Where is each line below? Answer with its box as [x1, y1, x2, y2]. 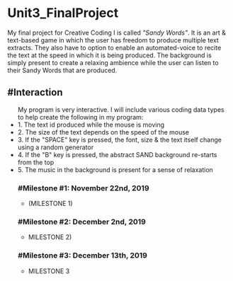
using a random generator [17, 143, 94, 151]
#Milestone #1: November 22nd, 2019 [17, 183, 150, 193]
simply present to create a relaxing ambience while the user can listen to [7, 58, 219, 67]
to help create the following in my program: [17, 113, 144, 121]
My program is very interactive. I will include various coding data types [17, 105, 225, 114]
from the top [17, 158, 55, 166]
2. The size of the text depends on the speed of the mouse [17, 127, 190, 136]
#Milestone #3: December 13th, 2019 [17, 251, 147, 260]
